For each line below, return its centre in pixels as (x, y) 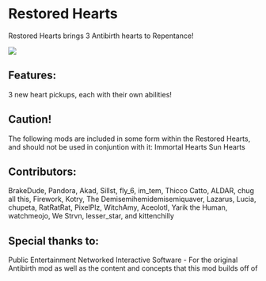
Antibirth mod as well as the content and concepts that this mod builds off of (133, 268)
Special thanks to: (53, 241)
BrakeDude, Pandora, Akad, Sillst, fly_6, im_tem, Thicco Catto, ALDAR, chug (131, 191)
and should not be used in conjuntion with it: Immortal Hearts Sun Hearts (127, 146)
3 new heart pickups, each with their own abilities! (90, 94)
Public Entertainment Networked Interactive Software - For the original (123, 260)
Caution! (30, 120)
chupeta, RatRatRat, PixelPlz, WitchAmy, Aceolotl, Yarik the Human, (118, 207)
